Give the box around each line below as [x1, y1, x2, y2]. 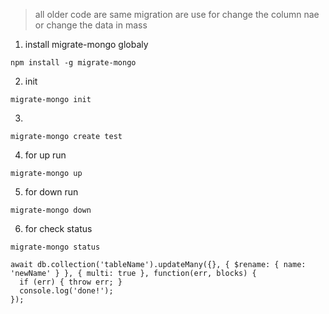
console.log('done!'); [19, 286, 114, 296]
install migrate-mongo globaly [24, 39, 149, 50]
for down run [24, 186, 79, 198]
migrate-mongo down [10, 205, 92, 215]
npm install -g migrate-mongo [10, 58, 137, 68]
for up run [24, 149, 67, 161]
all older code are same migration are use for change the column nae [34, 9, 320, 20]
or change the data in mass [34, 19, 148, 31]
